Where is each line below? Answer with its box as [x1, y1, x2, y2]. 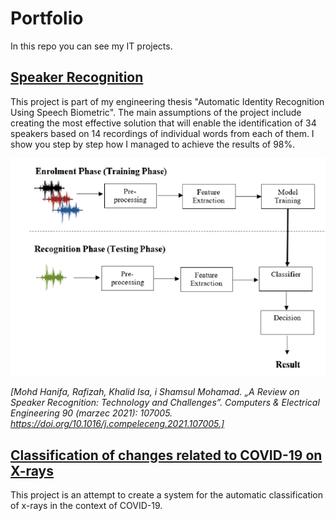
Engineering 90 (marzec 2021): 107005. [10, 407, 173, 419]
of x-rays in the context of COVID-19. [10, 500, 163, 512]
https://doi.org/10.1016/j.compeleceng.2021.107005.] [10, 418, 225, 430]
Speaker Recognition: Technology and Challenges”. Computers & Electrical [10, 397, 320, 409]
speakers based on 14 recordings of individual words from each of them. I [10, 127, 315, 139]
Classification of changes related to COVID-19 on [10, 447, 323, 464]
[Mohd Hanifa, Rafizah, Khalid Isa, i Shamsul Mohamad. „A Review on [10, 386, 300, 398]
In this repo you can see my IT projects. [10, 40, 173, 52]
